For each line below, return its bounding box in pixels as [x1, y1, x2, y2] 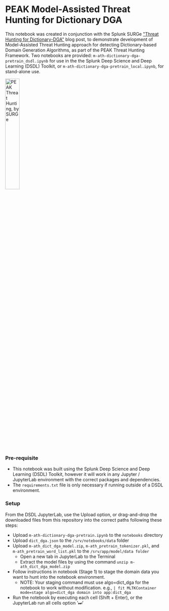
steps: [5, 522, 18, 528]
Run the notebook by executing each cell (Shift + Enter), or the [12, 594, 143, 600]
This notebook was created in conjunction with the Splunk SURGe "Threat [5, 31, 159, 37]
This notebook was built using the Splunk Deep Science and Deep [12, 466, 150, 472]
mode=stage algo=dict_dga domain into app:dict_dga [20, 590, 131, 595]
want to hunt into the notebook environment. [12, 574, 105, 580]
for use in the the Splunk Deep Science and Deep [49, 58, 152, 64]
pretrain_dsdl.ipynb [5, 59, 49, 64]
